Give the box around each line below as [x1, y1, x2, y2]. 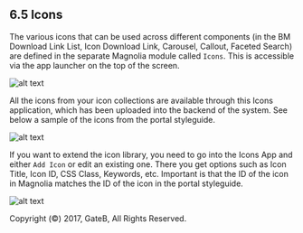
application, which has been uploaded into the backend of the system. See [9, 104, 288, 116]
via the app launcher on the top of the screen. [9, 60, 180, 70]
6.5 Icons [9, 7, 63, 23]
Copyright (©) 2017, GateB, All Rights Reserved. [9, 212, 187, 224]
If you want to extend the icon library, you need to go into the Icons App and [9, 149, 293, 160]
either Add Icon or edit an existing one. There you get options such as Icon [9, 158, 287, 170]
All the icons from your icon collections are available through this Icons [9, 95, 274, 106]
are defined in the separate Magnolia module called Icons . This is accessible [9, 50, 295, 61]
